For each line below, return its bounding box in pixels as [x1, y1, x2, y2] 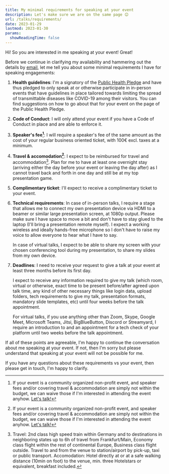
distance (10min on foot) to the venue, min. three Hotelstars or [12, 458, 142, 464]
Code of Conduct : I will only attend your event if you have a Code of [12, 116, 154, 122]
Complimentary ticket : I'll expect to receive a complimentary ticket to [12, 184, 157, 191]
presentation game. [12, 175, 53, 181]
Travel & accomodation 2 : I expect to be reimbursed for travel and [12, 152, 149, 159]
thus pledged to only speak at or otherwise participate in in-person [12, 84, 152, 90]
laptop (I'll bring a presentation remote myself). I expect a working [12, 221, 150, 227]
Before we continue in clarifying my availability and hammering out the [5, 59, 151, 65]
